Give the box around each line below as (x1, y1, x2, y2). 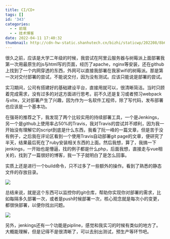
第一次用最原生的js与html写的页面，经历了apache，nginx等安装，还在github (5, 61, 164, 67)
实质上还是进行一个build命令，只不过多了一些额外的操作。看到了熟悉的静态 (5, 163, 162, 169)
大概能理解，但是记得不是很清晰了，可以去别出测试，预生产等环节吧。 (5, 228, 152, 234)
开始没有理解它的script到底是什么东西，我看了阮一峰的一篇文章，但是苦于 (5, 127, 159, 133)
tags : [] (5, 12, 24, 17)
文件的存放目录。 (5, 169, 41, 175)
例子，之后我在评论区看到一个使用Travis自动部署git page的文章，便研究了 (9, 133, 163, 139)
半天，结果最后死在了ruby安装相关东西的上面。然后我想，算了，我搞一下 (5, 139, 157, 146)
